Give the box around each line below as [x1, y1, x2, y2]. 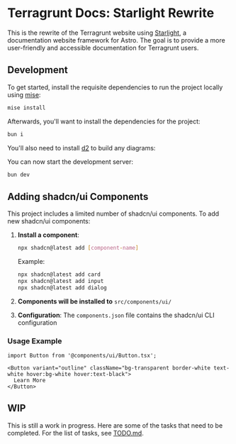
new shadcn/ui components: [7, 217, 91, 226]
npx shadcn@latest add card [17, 271, 101, 278]
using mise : [7, 90, 41, 99]
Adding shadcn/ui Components [7, 190, 149, 203]
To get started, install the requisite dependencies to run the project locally [7, 83, 223, 91]
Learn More [13, 377, 46, 384]
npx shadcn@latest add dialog [17, 284, 108, 292]
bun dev [7, 171, 30, 178]
